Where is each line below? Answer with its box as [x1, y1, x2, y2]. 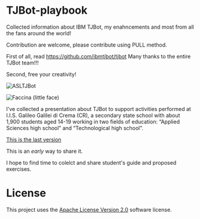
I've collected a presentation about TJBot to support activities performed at [6, 105, 191, 112]
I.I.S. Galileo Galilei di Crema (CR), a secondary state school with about [6, 112, 180, 119]
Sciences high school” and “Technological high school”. [6, 124, 143, 131]
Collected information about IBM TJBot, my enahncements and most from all [6, 23, 194, 30]
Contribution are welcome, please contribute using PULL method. [6, 41, 167, 48]
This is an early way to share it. [6, 147, 83, 155]
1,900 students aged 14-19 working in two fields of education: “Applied [6, 118, 180, 125]
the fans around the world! [6, 29, 72, 36]
